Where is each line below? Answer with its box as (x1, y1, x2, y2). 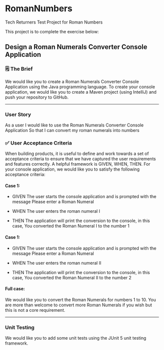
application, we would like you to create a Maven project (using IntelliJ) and (5, 89, 157, 95)
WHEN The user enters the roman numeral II (12, 260, 102, 266)
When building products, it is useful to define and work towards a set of (5, 150, 149, 157)
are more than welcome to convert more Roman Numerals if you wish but (5, 302, 152, 308)
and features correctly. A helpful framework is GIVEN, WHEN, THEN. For (5, 161, 150, 167)
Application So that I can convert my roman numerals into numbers (5, 127, 140, 133)
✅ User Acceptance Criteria (5, 139, 72, 146)
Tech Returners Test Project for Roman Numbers (5, 19, 103, 25)
